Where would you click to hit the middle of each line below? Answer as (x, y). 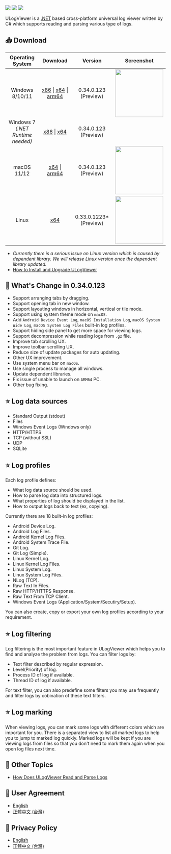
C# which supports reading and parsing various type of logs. (69, 24)
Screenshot (139, 60)
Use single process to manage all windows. (58, 368)
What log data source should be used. (52, 490)
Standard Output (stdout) (39, 416)
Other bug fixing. (30, 385)
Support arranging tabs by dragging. (51, 298)
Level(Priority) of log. (35, 670)
